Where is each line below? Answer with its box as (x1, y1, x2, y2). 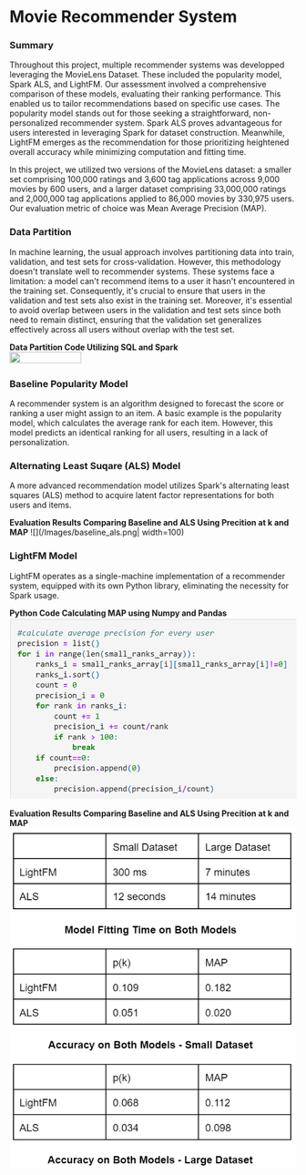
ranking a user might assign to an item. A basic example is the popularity (9, 408, 282, 419)
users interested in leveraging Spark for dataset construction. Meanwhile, (9, 128, 285, 138)
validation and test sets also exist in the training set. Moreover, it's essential (9, 294, 293, 306)
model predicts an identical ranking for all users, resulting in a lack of (9, 427, 269, 438)
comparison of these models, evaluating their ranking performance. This (9, 88, 281, 99)
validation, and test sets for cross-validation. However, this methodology (9, 256, 281, 267)
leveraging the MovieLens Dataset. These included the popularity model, (9, 69, 282, 80)
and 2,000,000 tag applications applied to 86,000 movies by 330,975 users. (9, 193, 295, 204)
